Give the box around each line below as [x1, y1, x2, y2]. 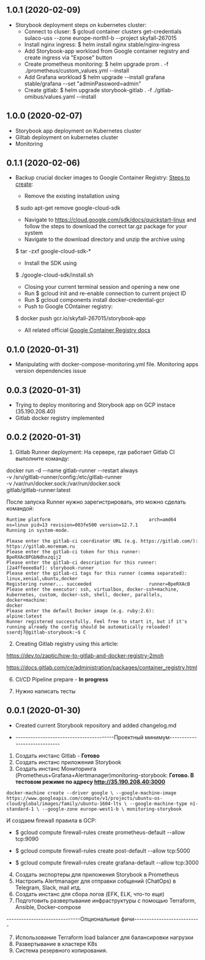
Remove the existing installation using [24, 193, 120, 200]
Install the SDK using [24, 259, 77, 267]
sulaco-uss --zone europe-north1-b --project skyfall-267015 [24, 34, 177, 42]
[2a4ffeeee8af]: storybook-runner [6, 564, 95, 571]
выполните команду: [15, 455, 70, 462]
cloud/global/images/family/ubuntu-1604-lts [6, 801, 122, 807]
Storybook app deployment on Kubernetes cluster [15, 127, 142, 134]
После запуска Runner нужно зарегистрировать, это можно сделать [6, 498, 187, 505]
